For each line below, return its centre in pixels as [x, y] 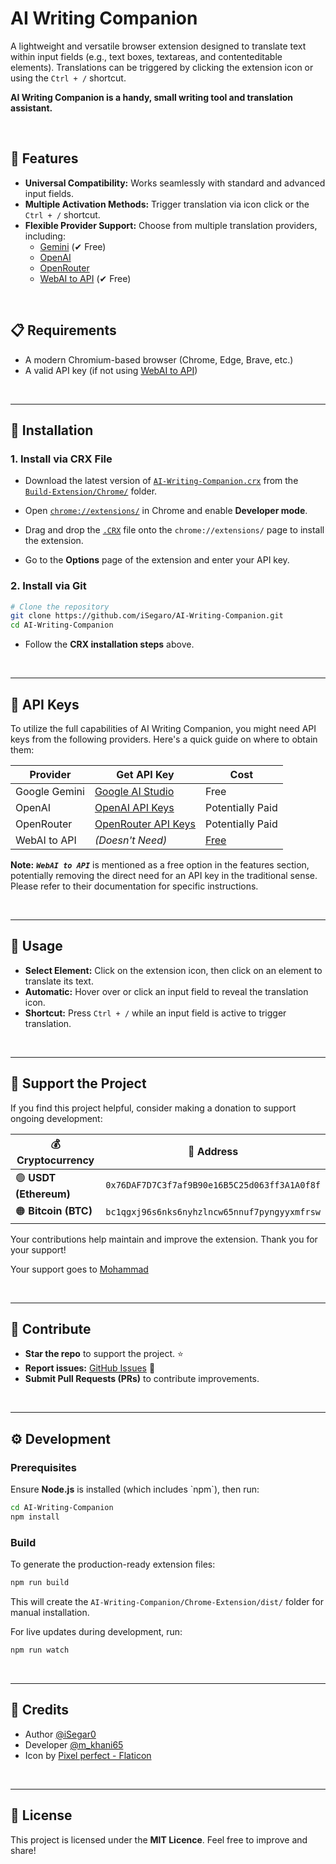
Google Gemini [50, 791]
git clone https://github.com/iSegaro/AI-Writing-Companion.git [147, 616]
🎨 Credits [40, 1710]
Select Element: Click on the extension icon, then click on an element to [173, 970]
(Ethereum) [43, 1194]
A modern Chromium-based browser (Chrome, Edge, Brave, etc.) [159, 359]
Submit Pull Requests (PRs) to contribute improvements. [142, 1379]
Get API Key [145, 774]
